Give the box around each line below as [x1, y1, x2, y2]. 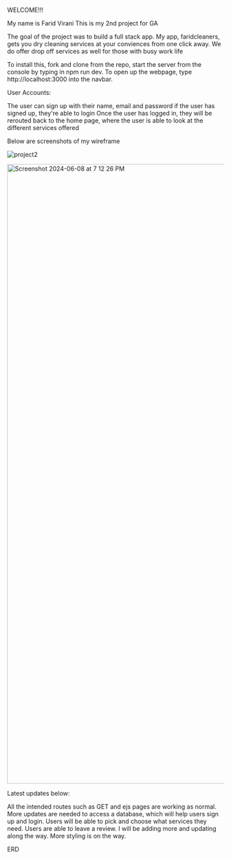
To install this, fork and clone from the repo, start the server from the [7, 61, 201, 68]
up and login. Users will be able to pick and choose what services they [7, 817, 208, 825]
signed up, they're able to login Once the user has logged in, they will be [7, 109, 212, 117]
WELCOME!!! [7, 6, 43, 14]
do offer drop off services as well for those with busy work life [7, 47, 184, 55]
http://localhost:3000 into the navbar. [7, 75, 113, 83]
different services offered [7, 124, 80, 131]
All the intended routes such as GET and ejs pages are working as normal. [7, 803, 217, 811]
